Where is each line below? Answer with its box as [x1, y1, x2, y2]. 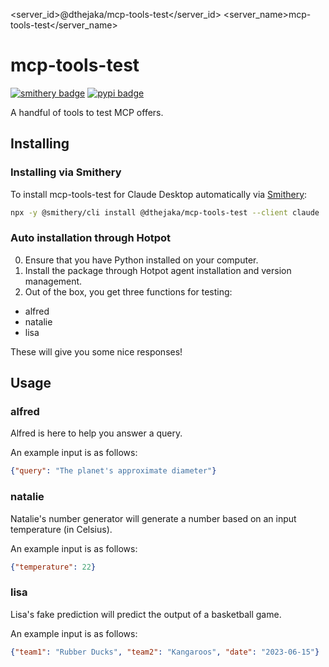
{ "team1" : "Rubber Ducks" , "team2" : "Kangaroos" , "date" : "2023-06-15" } [10, 647, 320, 657]
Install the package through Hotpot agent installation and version [24, 264, 292, 276]
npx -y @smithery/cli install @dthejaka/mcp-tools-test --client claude [10, 207, 320, 218]
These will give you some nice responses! [10, 345, 183, 358]
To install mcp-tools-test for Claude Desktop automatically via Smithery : [10, 188, 308, 200]
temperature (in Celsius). [10, 523, 113, 535]
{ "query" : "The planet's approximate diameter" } [10, 466, 217, 476]
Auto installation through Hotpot [10, 231, 172, 245]
